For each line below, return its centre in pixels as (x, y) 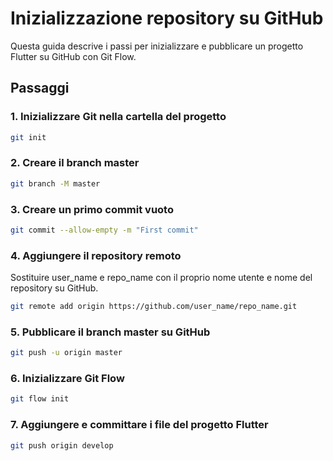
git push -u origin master (66, 353)
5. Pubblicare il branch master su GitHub (110, 332)
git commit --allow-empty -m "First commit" (104, 230)
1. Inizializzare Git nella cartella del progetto (118, 117)
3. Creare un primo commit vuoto (92, 209)
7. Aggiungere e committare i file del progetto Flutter (139, 425)
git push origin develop (62, 445)
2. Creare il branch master (75, 163)
